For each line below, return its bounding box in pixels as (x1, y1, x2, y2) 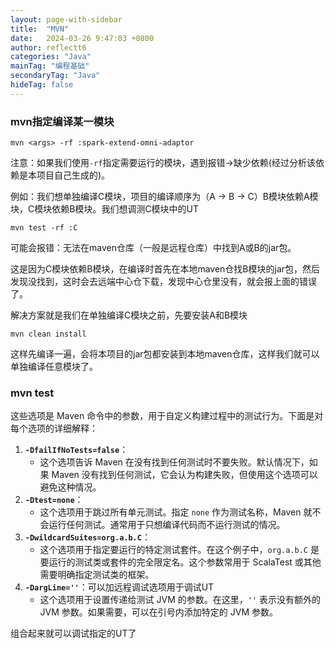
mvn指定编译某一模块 (10, 114, 115, 128)
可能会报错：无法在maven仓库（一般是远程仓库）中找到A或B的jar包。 (10, 242, 297, 254)
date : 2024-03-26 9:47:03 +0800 (10, 33, 155, 43)
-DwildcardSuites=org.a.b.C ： (24, 531, 151, 543)
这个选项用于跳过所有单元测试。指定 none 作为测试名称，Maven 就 (39, 506, 313, 518)
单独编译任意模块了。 (10, 361, 98, 373)
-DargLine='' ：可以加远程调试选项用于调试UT (24, 581, 215, 593)
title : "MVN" (10, 24, 70, 34)
